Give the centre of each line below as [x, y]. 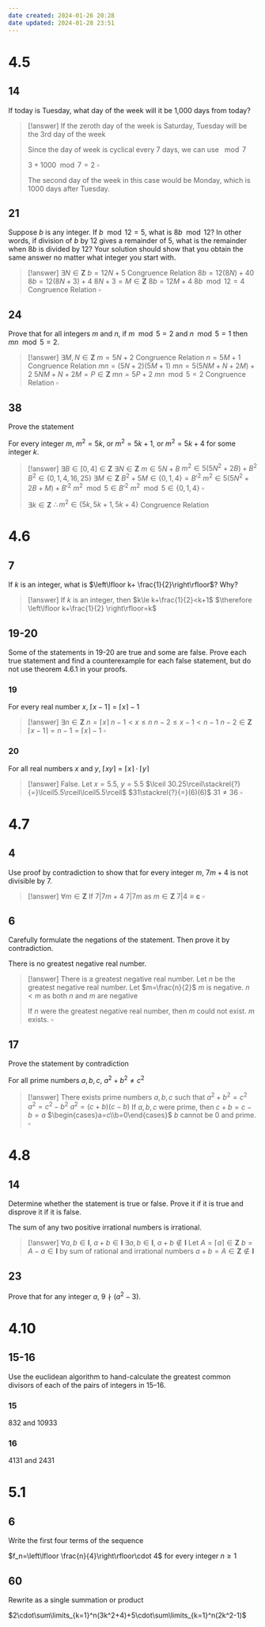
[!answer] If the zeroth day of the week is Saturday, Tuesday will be [137, 125]
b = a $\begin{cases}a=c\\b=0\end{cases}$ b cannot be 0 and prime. [142, 1115]
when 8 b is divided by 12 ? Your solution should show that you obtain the [126, 249]
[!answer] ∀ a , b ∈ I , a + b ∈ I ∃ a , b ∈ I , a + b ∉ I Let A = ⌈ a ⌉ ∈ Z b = [140, 1243]
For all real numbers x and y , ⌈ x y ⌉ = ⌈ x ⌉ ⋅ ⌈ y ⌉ [79, 768]
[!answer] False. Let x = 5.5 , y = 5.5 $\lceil [97, 784]
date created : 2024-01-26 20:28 [61, 15]
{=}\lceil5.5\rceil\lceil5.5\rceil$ [77, 792]
